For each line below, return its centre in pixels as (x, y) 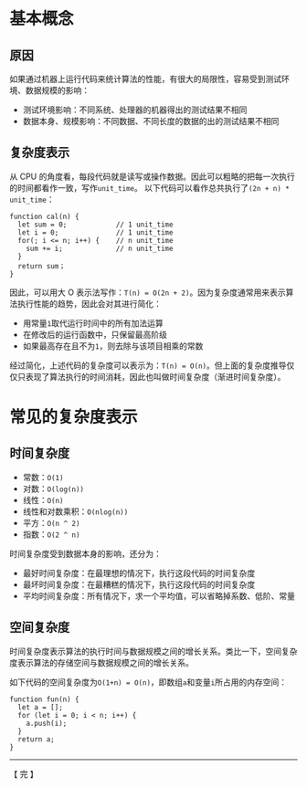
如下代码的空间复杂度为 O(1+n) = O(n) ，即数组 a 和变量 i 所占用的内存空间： (148, 682)
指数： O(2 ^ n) (51, 534)
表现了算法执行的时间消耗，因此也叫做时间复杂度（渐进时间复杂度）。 (155, 376)
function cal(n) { (44, 216)
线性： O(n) (43, 499)
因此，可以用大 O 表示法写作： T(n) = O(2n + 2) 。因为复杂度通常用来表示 (148, 292)
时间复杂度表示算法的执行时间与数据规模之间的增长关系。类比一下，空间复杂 (153, 651)
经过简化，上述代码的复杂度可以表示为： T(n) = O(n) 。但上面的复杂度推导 (148, 365)
